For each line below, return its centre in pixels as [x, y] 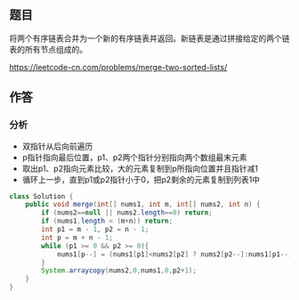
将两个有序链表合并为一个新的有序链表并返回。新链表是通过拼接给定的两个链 [149, 38]
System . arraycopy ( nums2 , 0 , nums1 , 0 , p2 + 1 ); [119, 271]
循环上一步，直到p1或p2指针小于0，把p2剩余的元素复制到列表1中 [141, 179]
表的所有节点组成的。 [48, 49]
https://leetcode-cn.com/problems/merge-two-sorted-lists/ [118, 67]
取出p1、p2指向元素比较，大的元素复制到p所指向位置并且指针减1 [140, 168]
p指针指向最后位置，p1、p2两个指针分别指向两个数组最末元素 [134, 157]
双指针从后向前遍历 [57, 146]
